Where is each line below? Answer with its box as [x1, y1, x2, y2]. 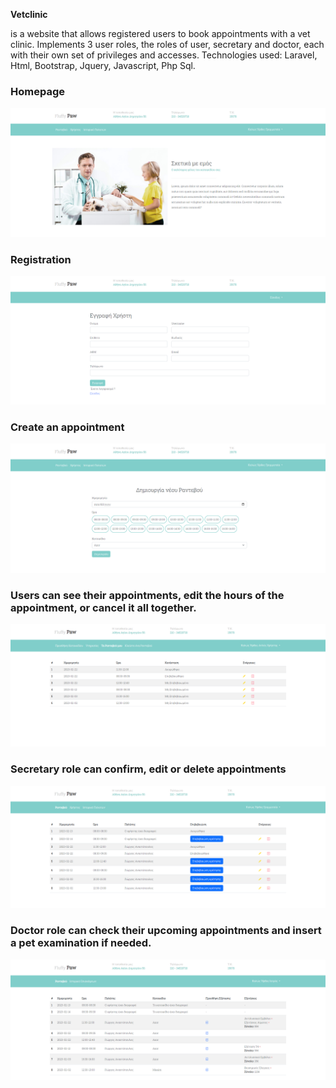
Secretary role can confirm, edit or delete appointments [10, 762, 287, 776]
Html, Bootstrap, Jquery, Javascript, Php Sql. [10, 60, 196, 71]
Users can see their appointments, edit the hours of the [10, 588, 285, 602]
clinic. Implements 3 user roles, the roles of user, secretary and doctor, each [10, 39, 325, 50]
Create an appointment [10, 420, 125, 434]
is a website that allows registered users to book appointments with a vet [10, 28, 311, 39]
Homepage [10, 84, 65, 98]
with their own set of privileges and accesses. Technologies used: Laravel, [10, 49, 318, 61]
